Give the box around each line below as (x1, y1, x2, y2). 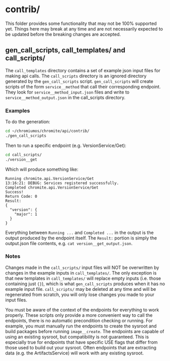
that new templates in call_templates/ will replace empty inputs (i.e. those (5, 275, 161, 281)
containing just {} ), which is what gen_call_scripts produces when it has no (5, 281, 165, 287)
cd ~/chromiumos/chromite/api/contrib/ (5, 129, 90, 134)
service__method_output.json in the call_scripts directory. (5, 94, 126, 100)
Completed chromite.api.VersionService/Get (5, 185, 99, 190)
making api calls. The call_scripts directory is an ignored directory (5, 73, 147, 79)
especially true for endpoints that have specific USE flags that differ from (5, 339, 158, 345)
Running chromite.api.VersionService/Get (5, 176, 94, 181)
